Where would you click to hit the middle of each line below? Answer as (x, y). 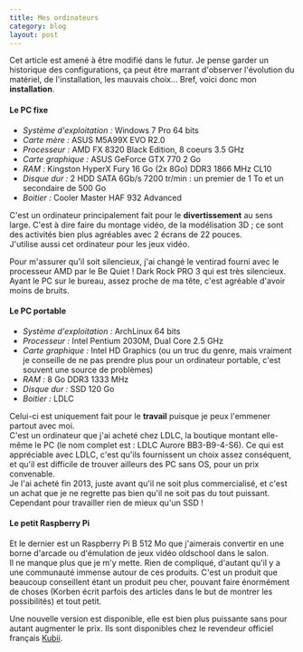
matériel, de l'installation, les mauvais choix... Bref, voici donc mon (133, 80)
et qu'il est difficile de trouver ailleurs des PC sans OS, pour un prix (134, 464)
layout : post (34, 34)
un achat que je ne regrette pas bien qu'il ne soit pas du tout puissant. (140, 493)
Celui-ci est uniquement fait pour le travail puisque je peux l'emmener (140, 416)
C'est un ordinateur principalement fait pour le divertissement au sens (141, 215)
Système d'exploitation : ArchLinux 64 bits (101, 331)
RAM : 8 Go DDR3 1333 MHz (76, 379)
